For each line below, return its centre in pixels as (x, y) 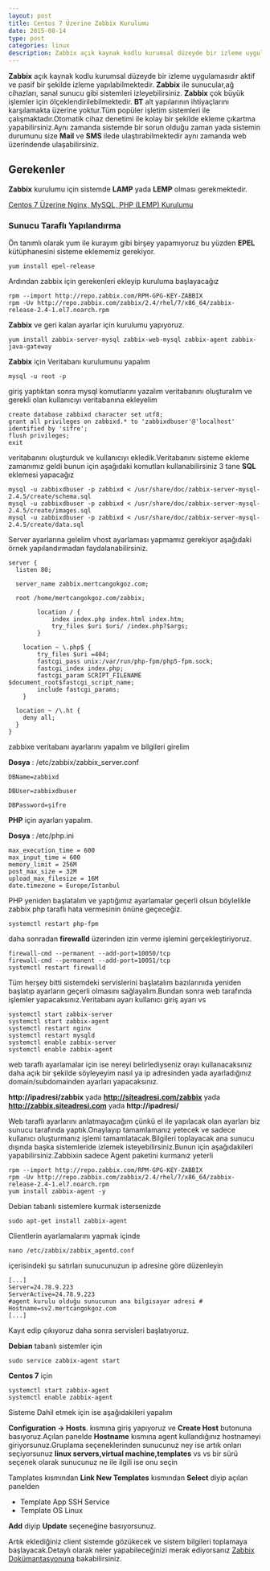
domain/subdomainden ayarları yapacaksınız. (84, 1082)
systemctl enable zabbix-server (62, 1043)
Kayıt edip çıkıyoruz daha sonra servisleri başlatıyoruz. (99, 1330)
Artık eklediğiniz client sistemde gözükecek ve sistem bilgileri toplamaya (128, 1542)
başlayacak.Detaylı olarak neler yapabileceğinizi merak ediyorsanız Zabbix (131, 1550)
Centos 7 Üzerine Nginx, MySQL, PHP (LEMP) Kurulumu (101, 204)
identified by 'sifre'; (48, 429)
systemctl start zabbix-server (61, 1014)
